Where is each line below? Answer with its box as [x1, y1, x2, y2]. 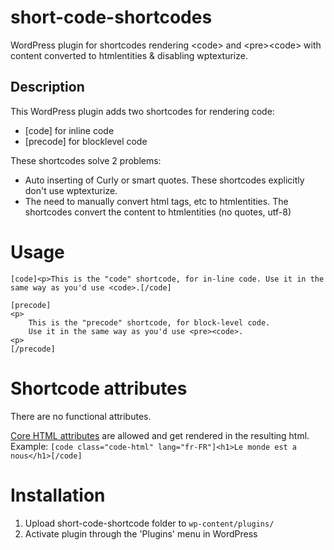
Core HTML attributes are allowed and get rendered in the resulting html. [10, 429, 310, 441]
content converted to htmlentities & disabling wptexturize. [10, 49, 248, 61]
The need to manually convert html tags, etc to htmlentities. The [24, 195, 289, 207]
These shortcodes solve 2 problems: [10, 154, 162, 166]
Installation [10, 484, 106, 506]
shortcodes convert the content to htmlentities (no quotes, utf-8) [24, 206, 292, 218]
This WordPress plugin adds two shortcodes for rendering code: [10, 105, 275, 117]
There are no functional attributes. [10, 410, 152, 422]
